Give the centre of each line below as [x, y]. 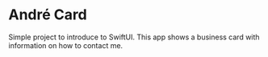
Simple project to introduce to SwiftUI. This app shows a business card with [134, 37]
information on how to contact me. [66, 45]
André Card [48, 15]
